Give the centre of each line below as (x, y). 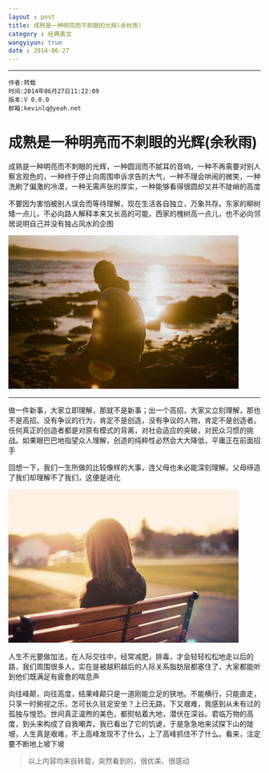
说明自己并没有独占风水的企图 (64, 224)
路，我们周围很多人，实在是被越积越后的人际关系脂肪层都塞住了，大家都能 (131, 667)
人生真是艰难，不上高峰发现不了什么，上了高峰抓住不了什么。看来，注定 (141, 734)
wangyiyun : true (35, 43)
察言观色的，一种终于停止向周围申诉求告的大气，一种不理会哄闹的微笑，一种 (134, 177)
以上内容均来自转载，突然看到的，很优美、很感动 (108, 761)
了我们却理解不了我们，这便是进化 (64, 478)
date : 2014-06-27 (39, 51)
